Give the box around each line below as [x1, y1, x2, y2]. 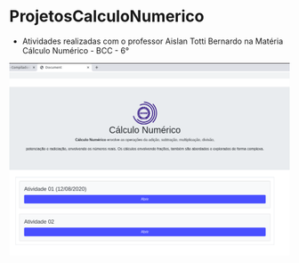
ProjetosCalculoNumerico [9, 6, 205, 27]
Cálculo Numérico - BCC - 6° [21, 45, 130, 55]
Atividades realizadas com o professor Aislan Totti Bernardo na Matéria [21, 36, 284, 46]
